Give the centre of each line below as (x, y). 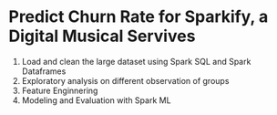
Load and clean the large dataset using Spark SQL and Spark (136, 61)
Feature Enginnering (60, 90)
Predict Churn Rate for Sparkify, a (138, 17)
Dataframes (44, 71)
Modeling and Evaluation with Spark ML (96, 100)
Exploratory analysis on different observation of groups (125, 80)
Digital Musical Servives (102, 36)
